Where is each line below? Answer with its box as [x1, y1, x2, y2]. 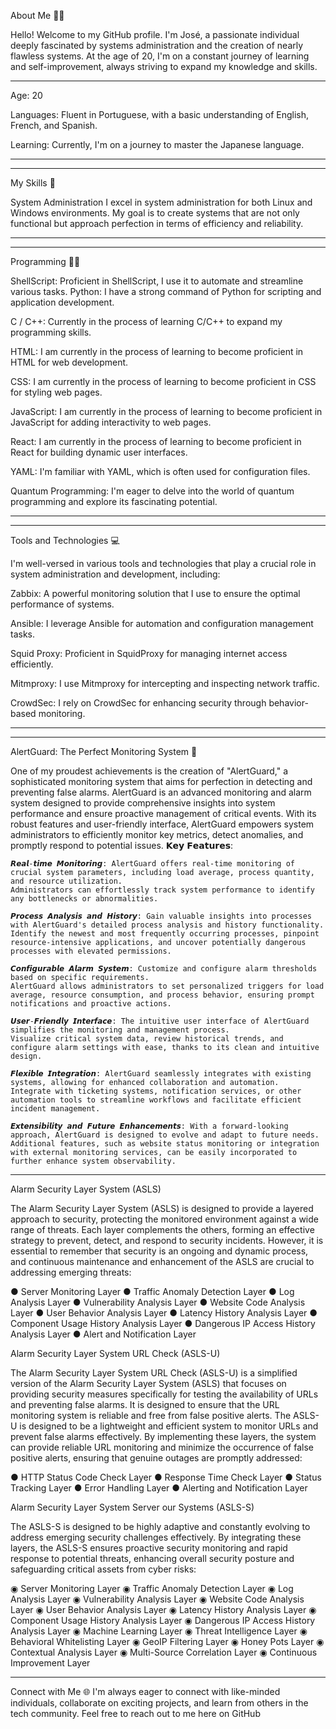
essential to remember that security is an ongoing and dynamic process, [10, 1245, 309, 1257]
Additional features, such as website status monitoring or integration [10, 1139, 320, 1149]
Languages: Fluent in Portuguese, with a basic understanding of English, [10, 109, 310, 120]
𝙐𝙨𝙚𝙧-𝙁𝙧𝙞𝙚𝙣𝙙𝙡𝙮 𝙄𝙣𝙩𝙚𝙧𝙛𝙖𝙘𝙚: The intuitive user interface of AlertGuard [10, 1016, 310, 1026]
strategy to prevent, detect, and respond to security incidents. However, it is [10, 1235, 324, 1246]
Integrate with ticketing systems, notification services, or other [10, 1086, 302, 1096]
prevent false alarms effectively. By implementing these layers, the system [10, 1431, 317, 1442]
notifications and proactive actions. [10, 999, 172, 1009]
